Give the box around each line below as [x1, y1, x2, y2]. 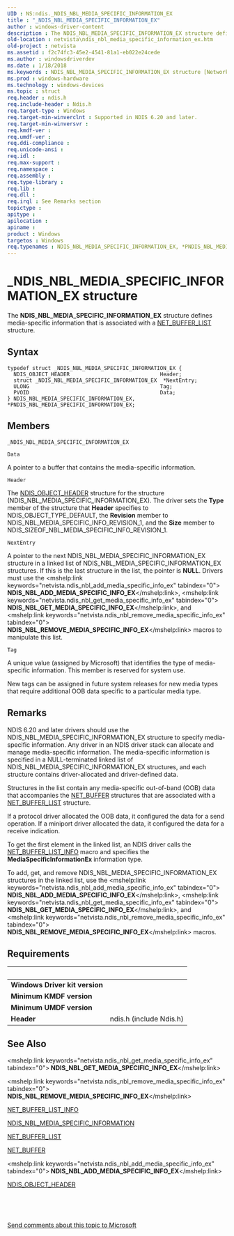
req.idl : [7, 153, 36, 160]
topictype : [7, 205, 42, 212]
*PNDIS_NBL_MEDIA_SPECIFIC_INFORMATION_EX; [7, 401, 136, 408]
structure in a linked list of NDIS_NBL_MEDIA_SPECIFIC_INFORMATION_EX [7, 559, 221, 567]
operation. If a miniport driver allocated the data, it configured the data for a [7, 819, 224, 828]
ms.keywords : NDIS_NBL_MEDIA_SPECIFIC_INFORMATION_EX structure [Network [7, 68, 229, 75]
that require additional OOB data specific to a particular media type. [7, 687, 201, 695]
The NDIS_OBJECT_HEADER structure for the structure [7, 488, 165, 497]
